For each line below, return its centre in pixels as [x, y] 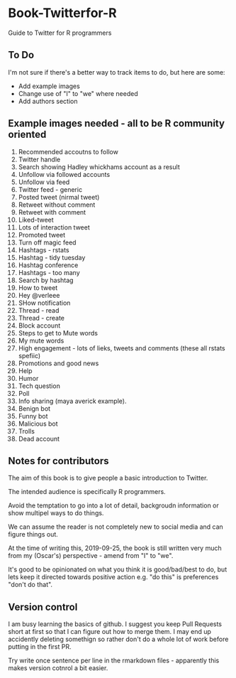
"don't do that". [30, 585]
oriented [27, 135]
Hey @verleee [39, 295]
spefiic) [29, 355]
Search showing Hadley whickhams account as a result [99, 167]
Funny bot [33, 416]
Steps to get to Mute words [58, 333]
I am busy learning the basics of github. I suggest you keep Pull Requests [115, 624]
